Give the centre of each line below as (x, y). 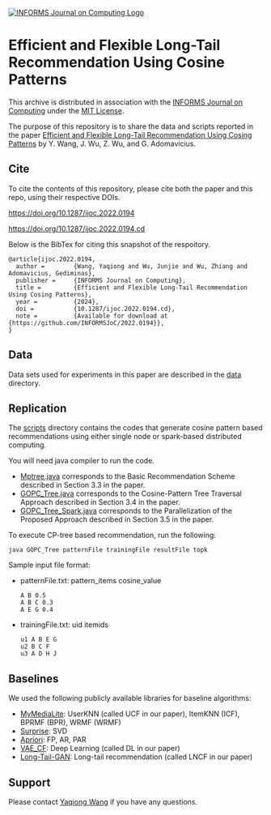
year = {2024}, (57, 301)
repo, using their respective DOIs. (64, 197)
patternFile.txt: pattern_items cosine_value (91, 581)
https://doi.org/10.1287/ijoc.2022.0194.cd (77, 228)
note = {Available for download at (92, 316)
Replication (38, 408)
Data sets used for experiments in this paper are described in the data (125, 374)
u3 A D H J (38, 654)
